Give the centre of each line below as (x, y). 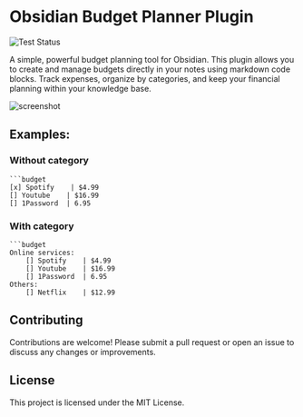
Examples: (40, 135)
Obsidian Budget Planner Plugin (132, 17)
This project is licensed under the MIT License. (97, 402)
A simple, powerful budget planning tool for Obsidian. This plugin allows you (152, 59)
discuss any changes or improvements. (83, 352)
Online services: (42, 253)
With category (42, 226)
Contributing (46, 320)
